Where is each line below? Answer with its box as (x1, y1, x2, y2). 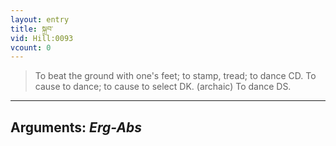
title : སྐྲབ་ (10, 24, 54, 34)
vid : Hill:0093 (10, 33, 74, 43)
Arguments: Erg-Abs (10, 119, 143, 136)
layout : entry (10, 14, 70, 25)
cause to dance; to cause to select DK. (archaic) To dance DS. (34, 81, 292, 93)
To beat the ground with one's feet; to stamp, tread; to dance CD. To (34, 70, 317, 82)
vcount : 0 (10, 42, 52, 53)
